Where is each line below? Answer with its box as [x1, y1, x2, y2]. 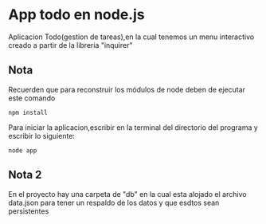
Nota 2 [8, 168, 42, 182]
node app [8, 146, 37, 155]
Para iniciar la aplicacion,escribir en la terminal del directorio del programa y [8, 122, 259, 132]
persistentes [8, 206, 49, 216]
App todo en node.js [8, 6, 145, 24]
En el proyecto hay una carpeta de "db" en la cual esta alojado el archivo [8, 189, 247, 198]
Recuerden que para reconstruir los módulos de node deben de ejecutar [8, 84, 245, 94]
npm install [8, 108, 48, 116]
